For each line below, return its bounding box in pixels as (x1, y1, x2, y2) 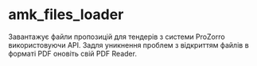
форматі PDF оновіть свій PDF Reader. (8, 49, 138, 58)
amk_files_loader (8, 6, 124, 24)
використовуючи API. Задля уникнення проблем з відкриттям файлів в (8, 40, 249, 49)
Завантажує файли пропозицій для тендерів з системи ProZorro (8, 32, 225, 41)
